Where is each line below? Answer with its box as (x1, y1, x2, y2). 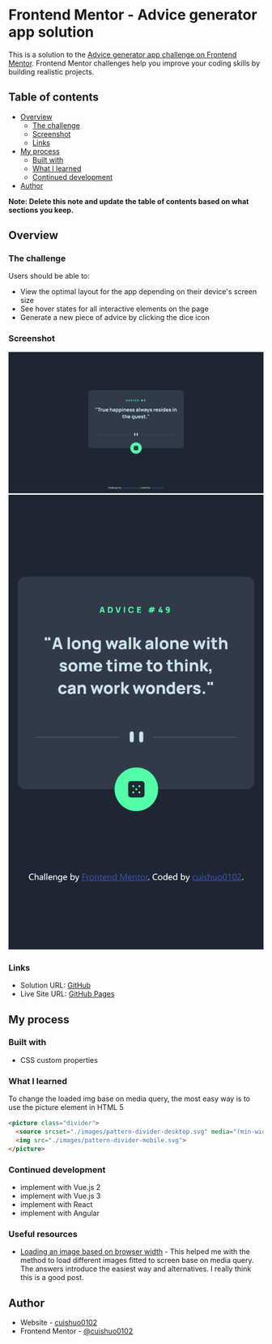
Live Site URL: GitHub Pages (19, 989, 115, 999)
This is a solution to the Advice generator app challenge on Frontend (8, 49, 237, 59)
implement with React (19, 1199, 93, 1209)
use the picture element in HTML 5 (8, 1103, 124, 1112)
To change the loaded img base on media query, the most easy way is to (8, 1094, 251, 1103)
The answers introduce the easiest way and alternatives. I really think (19, 1264, 252, 1274)
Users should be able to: (8, 271, 91, 281)
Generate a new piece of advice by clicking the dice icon (19, 313, 210, 322)
